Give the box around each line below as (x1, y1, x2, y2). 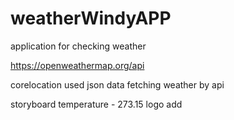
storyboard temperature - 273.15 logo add (10, 98, 183, 110)
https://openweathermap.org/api (10, 59, 145, 71)
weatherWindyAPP (10, 7, 172, 30)
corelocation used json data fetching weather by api (10, 78, 225, 91)
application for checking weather (10, 40, 147, 52)
